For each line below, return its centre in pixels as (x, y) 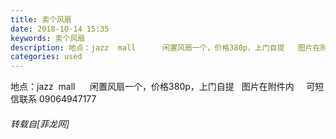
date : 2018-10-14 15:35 (60, 29)
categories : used (46, 57)
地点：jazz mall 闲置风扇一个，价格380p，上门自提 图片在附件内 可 (163, 87)
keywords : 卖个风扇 (48, 38)
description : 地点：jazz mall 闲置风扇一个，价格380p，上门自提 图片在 (165, 47)
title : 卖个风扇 (41, 19)
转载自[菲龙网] (40, 123)
